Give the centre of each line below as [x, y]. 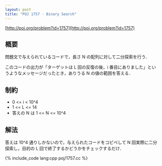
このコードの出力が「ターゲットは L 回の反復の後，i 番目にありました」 [76, 67]
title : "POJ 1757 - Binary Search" [41, 14]
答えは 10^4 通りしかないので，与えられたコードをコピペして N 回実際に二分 [81, 142]
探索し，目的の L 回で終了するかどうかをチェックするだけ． [65, 148]
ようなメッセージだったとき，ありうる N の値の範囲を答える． [71, 73]
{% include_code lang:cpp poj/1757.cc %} [46, 158]
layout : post [18, 9]
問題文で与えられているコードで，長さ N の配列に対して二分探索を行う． [77, 57]
